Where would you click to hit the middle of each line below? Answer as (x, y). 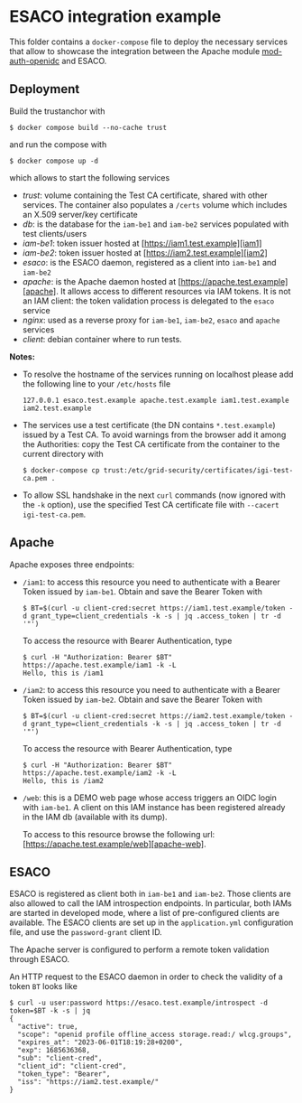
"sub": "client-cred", (60, 1059)
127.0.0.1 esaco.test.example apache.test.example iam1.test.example (156, 400)
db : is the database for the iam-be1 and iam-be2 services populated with (156, 224)
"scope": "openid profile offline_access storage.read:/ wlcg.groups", (155, 1035)
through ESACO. (40, 959)
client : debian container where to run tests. (102, 339)
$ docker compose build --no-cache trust (88, 127)
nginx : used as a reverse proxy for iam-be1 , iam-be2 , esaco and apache (151, 320)
